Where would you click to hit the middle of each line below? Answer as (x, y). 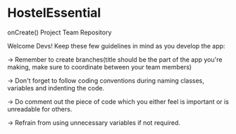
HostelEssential (54, 13)
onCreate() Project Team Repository (60, 32)
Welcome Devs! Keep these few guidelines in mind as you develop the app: (116, 46)
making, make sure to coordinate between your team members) (100, 67)
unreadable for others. (40, 109)
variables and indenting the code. (56, 88)
